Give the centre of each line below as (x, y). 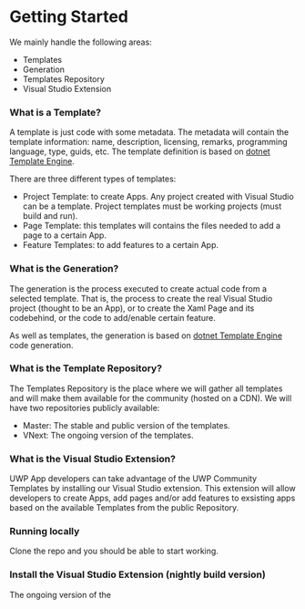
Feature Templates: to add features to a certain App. (121, 245)
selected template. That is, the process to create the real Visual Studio (141, 298)
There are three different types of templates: (93, 179)
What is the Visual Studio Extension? (92, 459)
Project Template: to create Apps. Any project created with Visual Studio (158, 197)
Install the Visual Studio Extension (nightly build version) (137, 574)
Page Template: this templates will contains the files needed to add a (151, 226)
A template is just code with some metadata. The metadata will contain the (149, 132)
